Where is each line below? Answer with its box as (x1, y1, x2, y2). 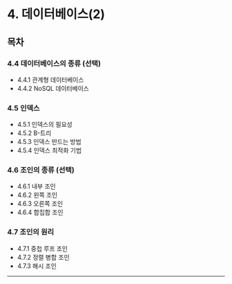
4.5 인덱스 (7, 103, 40, 113)
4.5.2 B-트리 (17, 129, 52, 137)
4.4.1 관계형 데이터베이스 (17, 76, 84, 84)
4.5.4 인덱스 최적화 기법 (17, 146, 82, 154)
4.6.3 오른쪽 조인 (17, 199, 64, 208)
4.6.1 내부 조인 (17, 182, 57, 190)
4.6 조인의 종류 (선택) (7, 166, 75, 175)
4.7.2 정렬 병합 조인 (17, 253, 70, 261)
